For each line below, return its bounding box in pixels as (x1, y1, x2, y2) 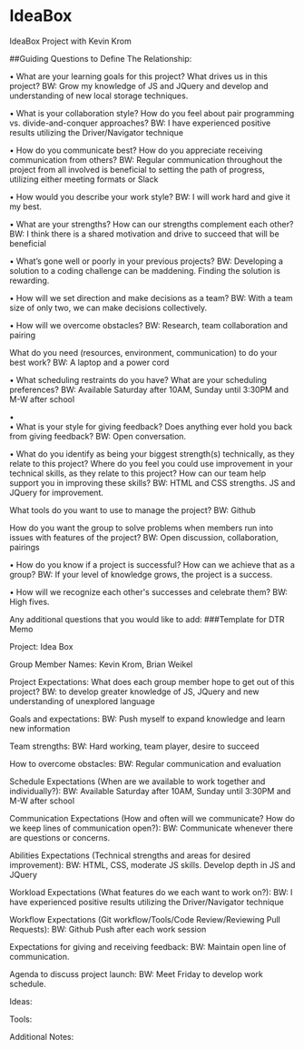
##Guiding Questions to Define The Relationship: (9, 53, 192, 64)
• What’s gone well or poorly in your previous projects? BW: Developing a (9, 256, 284, 267)
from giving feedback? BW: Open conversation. (9, 430, 187, 441)
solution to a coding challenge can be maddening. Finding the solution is (9, 265, 281, 276)
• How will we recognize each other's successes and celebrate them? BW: (9, 586, 289, 597)
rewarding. (9, 275, 50, 286)
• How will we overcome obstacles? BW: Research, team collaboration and (9, 319, 289, 330)
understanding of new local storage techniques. (9, 90, 189, 101)
